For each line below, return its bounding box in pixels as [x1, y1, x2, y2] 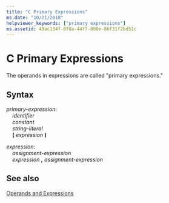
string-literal [12, 125, 44, 132]
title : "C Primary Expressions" [6, 8, 88, 15]
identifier [12, 112, 35, 119]
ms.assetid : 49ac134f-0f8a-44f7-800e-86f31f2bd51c [6, 25, 137, 32]
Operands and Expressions [6, 189, 74, 197]
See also [6, 173, 39, 184]
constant [12, 119, 35, 125]
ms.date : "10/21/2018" [6, 15, 64, 21]
